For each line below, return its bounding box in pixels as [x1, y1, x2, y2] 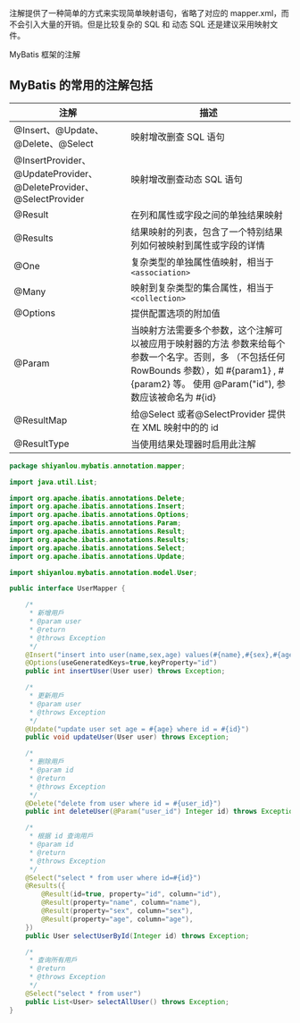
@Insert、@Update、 [13, 123, 104, 136]
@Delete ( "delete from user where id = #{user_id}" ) [25, 799, 221, 807]
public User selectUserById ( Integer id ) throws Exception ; [25, 931, 250, 941]
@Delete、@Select [13, 137, 94, 149]
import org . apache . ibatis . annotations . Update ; [9, 552, 186, 561]
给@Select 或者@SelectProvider [130, 408, 266, 420]
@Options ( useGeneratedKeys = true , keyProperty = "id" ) [25, 658, 218, 668]
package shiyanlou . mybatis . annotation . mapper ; [9, 461, 186, 470]
